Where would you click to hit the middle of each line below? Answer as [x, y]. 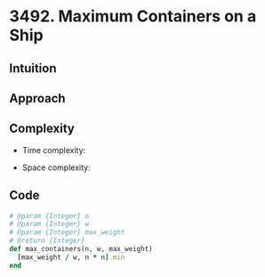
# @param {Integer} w [49, 224]
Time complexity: [54, 150]
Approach [37, 98]
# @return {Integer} [48, 241]
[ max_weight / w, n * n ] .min [71, 257]
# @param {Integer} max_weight [67, 232]
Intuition [33, 68]
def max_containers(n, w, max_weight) [81, 249]
